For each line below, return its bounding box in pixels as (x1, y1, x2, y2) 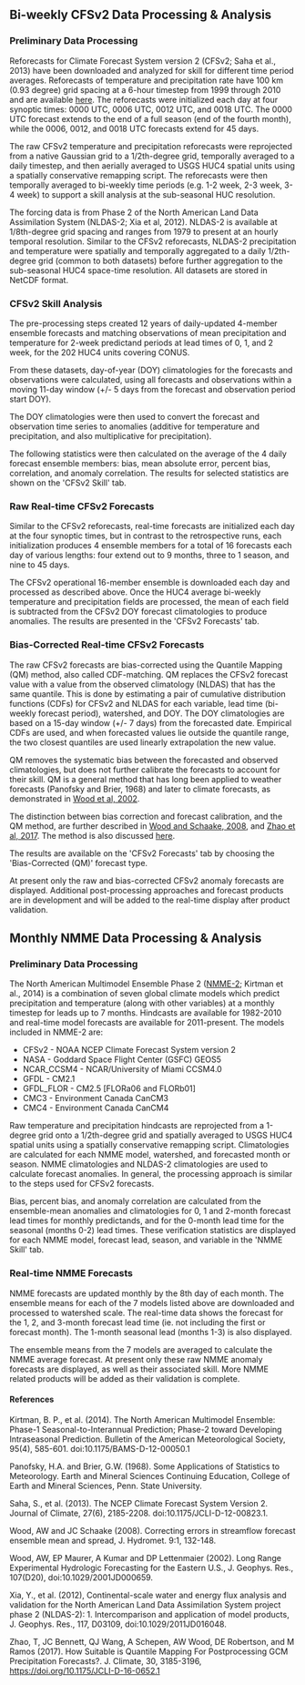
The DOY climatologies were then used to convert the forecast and (9, 411, 260, 422)
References (9, 1394, 55, 1405)
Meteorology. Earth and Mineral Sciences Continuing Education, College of (9, 1470, 290, 1481)
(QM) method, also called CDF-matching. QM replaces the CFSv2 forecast (9, 669, 289, 679)
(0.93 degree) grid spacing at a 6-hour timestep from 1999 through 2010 (9, 84, 281, 95)
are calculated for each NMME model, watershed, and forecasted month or (9, 1149, 291, 1160)
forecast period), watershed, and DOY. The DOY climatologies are (37, 708, 285, 719)
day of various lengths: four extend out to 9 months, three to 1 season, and (9, 550, 290, 561)
